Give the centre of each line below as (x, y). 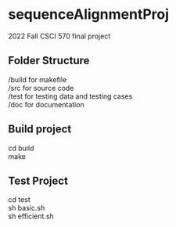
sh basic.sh (27, 208)
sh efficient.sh (31, 216)
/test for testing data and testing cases (70, 96)
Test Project (38, 180)
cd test (20, 200)
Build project (40, 130)
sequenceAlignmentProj (89, 14)
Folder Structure (49, 61)
